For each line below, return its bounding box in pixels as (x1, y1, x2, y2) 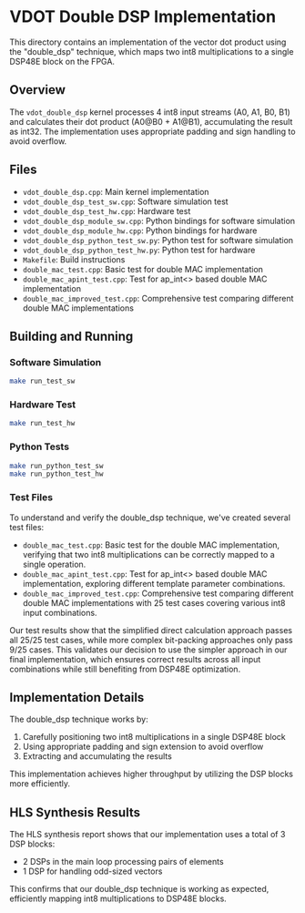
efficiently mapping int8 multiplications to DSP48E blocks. (9, 893, 228, 904)
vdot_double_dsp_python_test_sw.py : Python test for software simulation (22, 234, 294, 245)
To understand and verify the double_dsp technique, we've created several (9, 512, 291, 523)
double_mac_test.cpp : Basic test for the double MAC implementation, (22, 539, 280, 550)
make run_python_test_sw (9, 461, 104, 470)
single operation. (22, 559, 86, 569)
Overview (9, 82, 66, 97)
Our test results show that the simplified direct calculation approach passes (9, 624, 293, 635)
